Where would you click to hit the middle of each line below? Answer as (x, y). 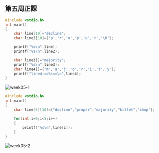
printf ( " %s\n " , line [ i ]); (48, 127)
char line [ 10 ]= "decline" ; (40, 34)
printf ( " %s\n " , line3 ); (37, 64)
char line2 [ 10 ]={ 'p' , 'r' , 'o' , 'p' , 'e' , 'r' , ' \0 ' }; (64, 38)
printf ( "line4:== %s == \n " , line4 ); (48, 74)
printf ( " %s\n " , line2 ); (37, 52)
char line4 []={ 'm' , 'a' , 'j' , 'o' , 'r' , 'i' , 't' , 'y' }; (65, 69)
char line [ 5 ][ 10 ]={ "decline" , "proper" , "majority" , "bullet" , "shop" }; (84, 110)
